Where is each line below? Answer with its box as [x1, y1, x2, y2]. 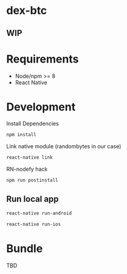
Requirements [6, 52, 79, 66]
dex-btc [6, 4, 47, 18]
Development [6, 100, 76, 114]
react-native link [6, 154, 53, 161]
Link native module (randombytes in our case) [6, 143, 122, 150]
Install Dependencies [6, 120, 59, 128]
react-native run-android [6, 210, 72, 216]
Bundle [6, 241, 43, 255]
